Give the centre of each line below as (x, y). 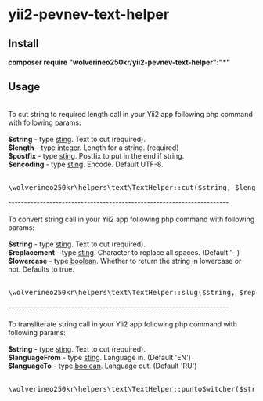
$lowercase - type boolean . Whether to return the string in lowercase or (125, 261)
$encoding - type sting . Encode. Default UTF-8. (86, 164)
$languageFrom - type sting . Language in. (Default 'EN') (100, 357)
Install (23, 44)
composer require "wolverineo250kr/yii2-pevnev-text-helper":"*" (119, 62)
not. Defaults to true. (41, 269)
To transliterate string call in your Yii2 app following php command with (122, 324)
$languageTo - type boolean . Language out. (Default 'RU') (103, 366)
